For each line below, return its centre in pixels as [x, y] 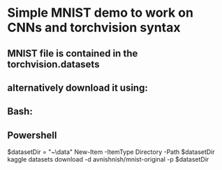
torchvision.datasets [53, 64]
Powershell [32, 135]
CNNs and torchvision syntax [94, 28]
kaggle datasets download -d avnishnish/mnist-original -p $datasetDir [108, 160]
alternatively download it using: [77, 87]
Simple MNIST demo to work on [101, 13]
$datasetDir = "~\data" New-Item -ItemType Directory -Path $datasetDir [111, 152]
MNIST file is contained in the [73, 53]
